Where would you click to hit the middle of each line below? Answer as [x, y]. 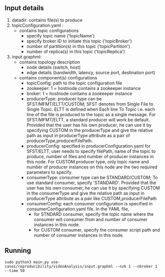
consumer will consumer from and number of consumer [91, 219]
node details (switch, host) [54, 67]
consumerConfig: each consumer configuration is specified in [89, 203]
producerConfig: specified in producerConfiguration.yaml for [89, 146]
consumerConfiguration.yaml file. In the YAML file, [78, 209]
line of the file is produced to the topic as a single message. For [91, 114]
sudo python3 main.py [27, 262]
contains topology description [49, 62]
